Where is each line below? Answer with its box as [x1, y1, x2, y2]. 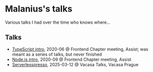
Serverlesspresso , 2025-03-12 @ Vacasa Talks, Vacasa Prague [12, 61, 139, 67]
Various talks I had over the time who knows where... [5, 19, 110, 25]
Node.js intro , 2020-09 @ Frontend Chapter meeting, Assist [12, 57, 132, 62]
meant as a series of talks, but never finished [12, 51, 102, 57]
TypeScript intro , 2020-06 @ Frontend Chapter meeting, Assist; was [12, 46, 149, 52]
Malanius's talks [5, 3, 73, 14]
